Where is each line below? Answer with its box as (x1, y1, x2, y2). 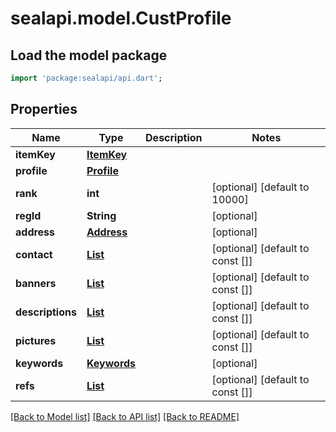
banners (15, 276, 57, 290)
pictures (15, 333, 57, 347)
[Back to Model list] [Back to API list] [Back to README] (10, 410, 240, 422)
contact (15, 247, 53, 261)
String (86, 208, 117, 222)
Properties (10, 101, 78, 118)
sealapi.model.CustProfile (10, 7, 232, 30)
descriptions (15, 305, 77, 319)
